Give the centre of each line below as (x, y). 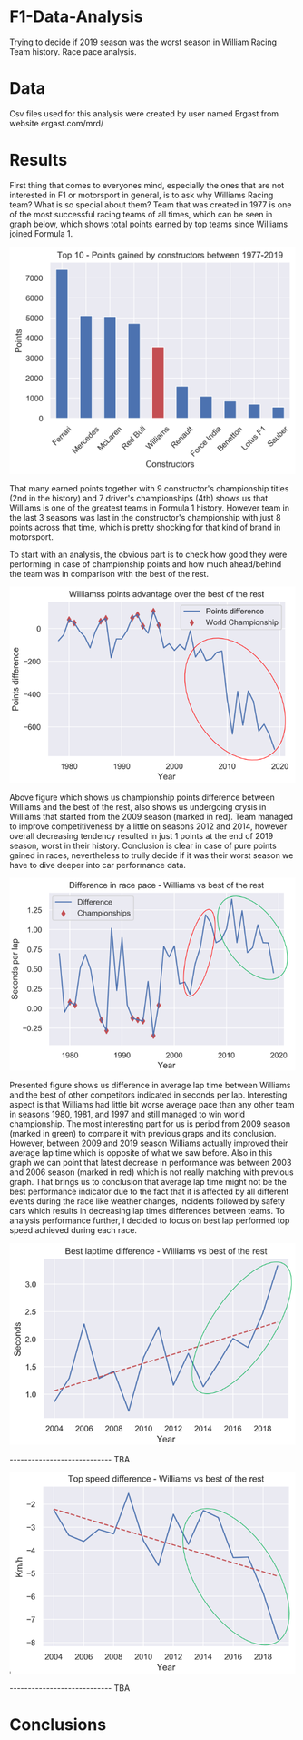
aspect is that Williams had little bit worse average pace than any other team (152, 1105)
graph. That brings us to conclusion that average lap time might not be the (148, 1182)
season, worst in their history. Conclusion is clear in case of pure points (143, 845)
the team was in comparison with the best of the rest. (109, 574)
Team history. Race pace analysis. (73, 51)
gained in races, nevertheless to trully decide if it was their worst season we (151, 855)
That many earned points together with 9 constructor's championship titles (149, 489)
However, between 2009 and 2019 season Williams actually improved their (149, 1143)
